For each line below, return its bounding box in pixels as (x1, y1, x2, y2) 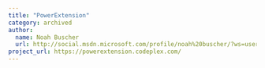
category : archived (8, 19, 73, 27)
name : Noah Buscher (15, 33, 80, 41)
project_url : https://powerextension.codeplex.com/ (8, 48, 181, 55)
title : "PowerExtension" (8, 11, 90, 20)
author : (8, 26, 34, 34)
